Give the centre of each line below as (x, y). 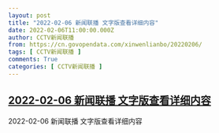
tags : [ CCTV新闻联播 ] (45, 52)
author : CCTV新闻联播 (41, 37)
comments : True (33, 60)
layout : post (30, 15)
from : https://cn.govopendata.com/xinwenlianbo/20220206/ (105, 45)
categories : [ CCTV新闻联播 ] (55, 67)
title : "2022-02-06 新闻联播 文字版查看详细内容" (84, 23)
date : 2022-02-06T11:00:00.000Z (61, 30)
